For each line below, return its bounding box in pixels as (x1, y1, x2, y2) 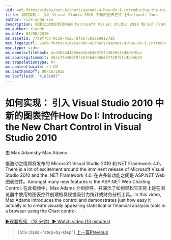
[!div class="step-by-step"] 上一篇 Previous (17, 229, 108, 235)
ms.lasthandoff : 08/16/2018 (5, 69, 65, 74)
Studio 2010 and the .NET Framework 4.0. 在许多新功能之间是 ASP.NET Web (5, 172, 165, 178)
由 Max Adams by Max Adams (5, 149, 67, 155)
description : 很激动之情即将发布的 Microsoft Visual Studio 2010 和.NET (5, 21, 154, 27)
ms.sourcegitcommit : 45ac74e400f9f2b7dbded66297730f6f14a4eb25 (5, 55, 142, 60)
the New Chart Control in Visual (5, 121, 141, 133)
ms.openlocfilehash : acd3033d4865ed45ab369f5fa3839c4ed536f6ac (5, 50, 142, 55)
